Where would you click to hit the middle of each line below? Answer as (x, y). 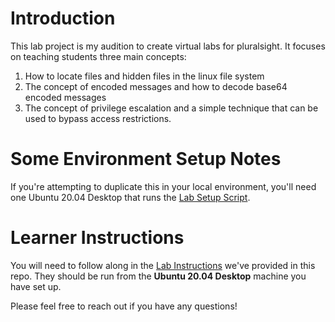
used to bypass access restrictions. (98, 118)
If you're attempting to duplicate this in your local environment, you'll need (163, 186)
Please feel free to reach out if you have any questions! (124, 306)
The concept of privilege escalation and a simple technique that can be (171, 108)
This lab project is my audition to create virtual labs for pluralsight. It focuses (168, 46)
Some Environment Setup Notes (146, 159)
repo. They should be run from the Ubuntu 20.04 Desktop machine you (158, 276)
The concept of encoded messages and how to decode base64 (156, 86)
